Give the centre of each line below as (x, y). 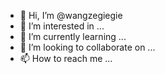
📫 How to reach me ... (66, 58)
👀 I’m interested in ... (62, 26)
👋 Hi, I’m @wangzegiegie (71, 15)
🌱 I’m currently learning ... (73, 36)
